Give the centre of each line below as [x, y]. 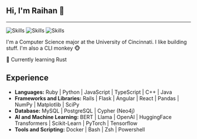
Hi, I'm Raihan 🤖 [35, 11]
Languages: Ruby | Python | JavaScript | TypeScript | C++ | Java [93, 92]
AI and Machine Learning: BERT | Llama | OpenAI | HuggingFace [93, 117]
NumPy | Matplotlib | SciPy [47, 104]
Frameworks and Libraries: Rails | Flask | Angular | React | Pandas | [97, 98]
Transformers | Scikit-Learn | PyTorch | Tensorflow [76, 123]
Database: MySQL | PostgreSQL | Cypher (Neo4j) [75, 111]
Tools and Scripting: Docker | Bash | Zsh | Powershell [80, 129]
